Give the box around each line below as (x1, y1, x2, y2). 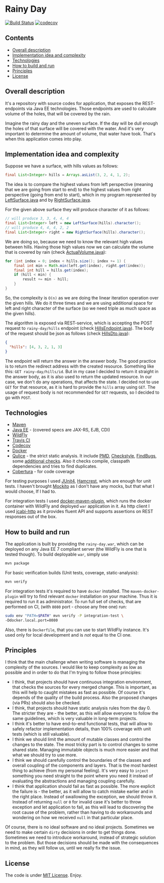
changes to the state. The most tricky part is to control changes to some (12, 742, 158, 748)
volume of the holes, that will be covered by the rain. (5, 110, 111, 116)
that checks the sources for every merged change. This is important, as (12, 684, 157, 690)
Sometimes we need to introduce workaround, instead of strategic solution (5, 834, 156, 840)
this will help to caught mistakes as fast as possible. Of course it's (12, 690, 145, 696)
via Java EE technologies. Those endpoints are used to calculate (26, 106, 157, 111)
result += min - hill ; (23, 277, 69, 282)
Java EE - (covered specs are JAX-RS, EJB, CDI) (12, 427, 110, 433)
